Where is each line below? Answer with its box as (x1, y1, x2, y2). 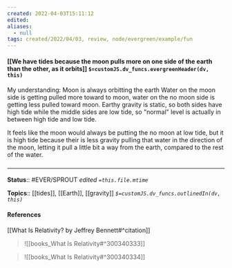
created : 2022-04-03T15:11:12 (7, 10, 95, 17)
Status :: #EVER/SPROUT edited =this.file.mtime (7, 175, 148, 184)
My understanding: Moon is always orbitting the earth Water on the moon (7, 86, 216, 94)
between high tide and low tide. (7, 115, 97, 124)
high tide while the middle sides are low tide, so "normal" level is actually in (7, 108, 221, 116)
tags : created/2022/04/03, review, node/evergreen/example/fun (7, 36, 193, 43)
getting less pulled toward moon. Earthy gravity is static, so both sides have (7, 101, 222, 109)
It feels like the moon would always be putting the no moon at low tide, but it (7, 128, 224, 137)
